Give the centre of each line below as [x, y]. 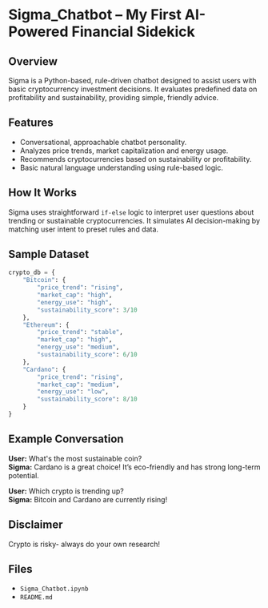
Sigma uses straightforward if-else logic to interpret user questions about [131, 212]
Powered [38, 32]
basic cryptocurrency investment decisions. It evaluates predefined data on [133, 89]
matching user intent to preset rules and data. [83, 229]
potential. [24, 475]
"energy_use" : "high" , [75, 302]
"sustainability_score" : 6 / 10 [87, 355]
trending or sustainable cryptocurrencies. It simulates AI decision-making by [134, 220]
